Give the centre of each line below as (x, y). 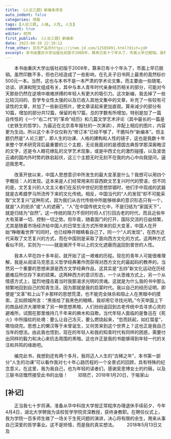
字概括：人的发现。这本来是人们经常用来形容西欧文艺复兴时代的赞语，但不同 (85, 181)
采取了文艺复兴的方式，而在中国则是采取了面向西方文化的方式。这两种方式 (88, 238)
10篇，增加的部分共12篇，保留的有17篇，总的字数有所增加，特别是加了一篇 (83, 112)
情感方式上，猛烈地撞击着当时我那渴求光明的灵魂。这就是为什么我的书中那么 (85, 281)
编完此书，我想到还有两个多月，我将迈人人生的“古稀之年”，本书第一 (85, 356)
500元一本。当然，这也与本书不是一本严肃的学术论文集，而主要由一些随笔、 (85, 81)
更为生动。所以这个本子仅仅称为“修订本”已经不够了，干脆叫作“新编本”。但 (83, 132)
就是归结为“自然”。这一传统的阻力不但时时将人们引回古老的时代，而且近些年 (85, 213)
